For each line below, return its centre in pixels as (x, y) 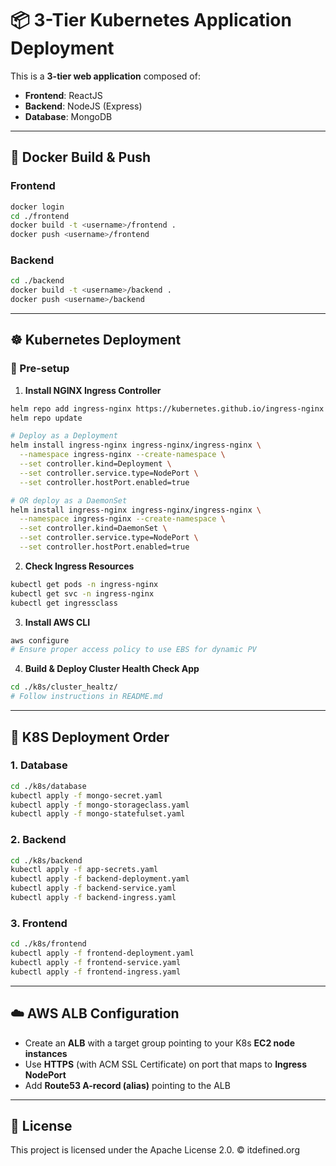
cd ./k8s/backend (46, 860)
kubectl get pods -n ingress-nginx (84, 584)
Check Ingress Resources (79, 566)
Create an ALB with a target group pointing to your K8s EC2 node (159, 1043)
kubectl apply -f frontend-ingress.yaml (96, 972)
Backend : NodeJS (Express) (83, 106)
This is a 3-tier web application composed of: (105, 76)
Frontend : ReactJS (63, 95)
